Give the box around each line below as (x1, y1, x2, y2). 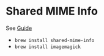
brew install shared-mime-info (14, 37, 95, 43)
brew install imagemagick (14, 44, 81, 50)
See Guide (6, 24, 32, 32)
